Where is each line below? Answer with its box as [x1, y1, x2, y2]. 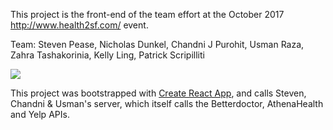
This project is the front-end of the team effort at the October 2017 [10, 9, 285, 20]
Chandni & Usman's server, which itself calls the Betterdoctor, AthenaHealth [10, 98, 324, 109]
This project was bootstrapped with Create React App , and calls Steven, [10, 87, 307, 99]
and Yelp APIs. [10, 109, 70, 120]
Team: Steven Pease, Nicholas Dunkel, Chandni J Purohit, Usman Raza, [10, 39, 305, 50]
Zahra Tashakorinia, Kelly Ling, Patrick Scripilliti [10, 49, 205, 61]
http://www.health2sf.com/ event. [10, 19, 149, 31]
